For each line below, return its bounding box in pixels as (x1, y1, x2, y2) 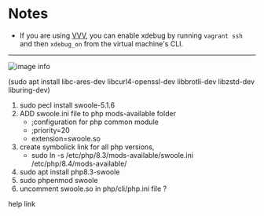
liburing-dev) (8, 85, 51, 94)
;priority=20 (31, 125, 71, 134)
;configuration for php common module (31, 117, 159, 126)
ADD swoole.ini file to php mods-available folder (19, 108, 177, 118)
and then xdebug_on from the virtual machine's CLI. (19, 38, 184, 48)
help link (8, 199, 36, 208)
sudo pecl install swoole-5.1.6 (19, 100, 115, 110)
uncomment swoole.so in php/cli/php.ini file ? (19, 184, 167, 193)
